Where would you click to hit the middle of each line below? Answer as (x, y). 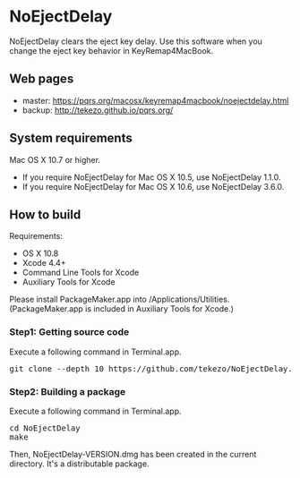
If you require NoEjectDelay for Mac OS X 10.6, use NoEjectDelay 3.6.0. (153, 186)
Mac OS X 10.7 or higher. (55, 159)
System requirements (71, 138)
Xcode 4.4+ (44, 263)
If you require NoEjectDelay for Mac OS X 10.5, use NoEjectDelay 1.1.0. (151, 177)
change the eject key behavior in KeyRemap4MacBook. (111, 50)
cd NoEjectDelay (45, 428)
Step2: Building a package (68, 391)
